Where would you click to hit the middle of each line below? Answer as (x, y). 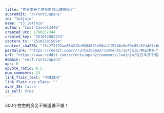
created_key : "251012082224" (35, 37)
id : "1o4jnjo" (20, 19)
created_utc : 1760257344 (30, 32)
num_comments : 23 (23, 73)
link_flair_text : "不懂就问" (33, 77)
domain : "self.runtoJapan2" (34, 59)
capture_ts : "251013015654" (34, 41)
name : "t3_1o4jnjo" (25, 23)
